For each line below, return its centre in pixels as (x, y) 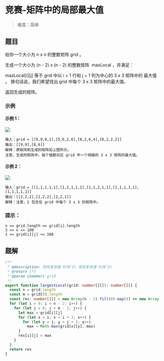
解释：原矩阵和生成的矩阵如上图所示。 (38, 150)
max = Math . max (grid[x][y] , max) (61, 327)
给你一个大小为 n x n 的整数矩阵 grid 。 (44, 54)
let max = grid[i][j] (40, 313)
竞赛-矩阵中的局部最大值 (55, 10)
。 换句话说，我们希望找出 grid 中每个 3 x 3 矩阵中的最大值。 (67, 81)
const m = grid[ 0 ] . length (36, 295)
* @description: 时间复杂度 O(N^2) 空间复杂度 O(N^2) (60, 267)
